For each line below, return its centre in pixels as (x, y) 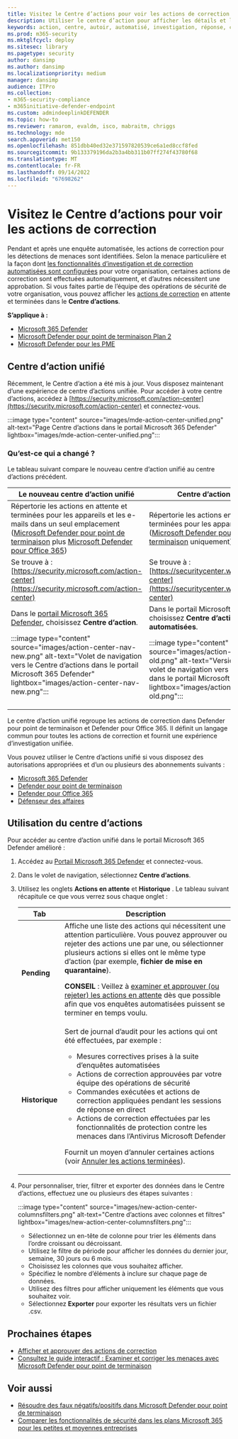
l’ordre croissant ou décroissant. (75, 1244)
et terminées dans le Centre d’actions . (64, 302)
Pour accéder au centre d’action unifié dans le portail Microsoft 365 (106, 840)
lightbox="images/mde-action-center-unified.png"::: (84, 435)
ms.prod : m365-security (42, 34)
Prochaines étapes (50, 1334)
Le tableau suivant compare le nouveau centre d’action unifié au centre (111, 469)
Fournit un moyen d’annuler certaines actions (140, 1152)
